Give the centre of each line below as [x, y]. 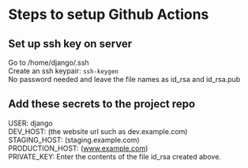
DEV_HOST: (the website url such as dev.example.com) [98, 131]
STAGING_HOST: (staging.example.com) [74, 140]
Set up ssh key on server [70, 44]
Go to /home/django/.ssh [49, 62]
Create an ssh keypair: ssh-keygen [63, 71]
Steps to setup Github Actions [109, 15]
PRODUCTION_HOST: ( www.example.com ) [78, 148]
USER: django [30, 123]
